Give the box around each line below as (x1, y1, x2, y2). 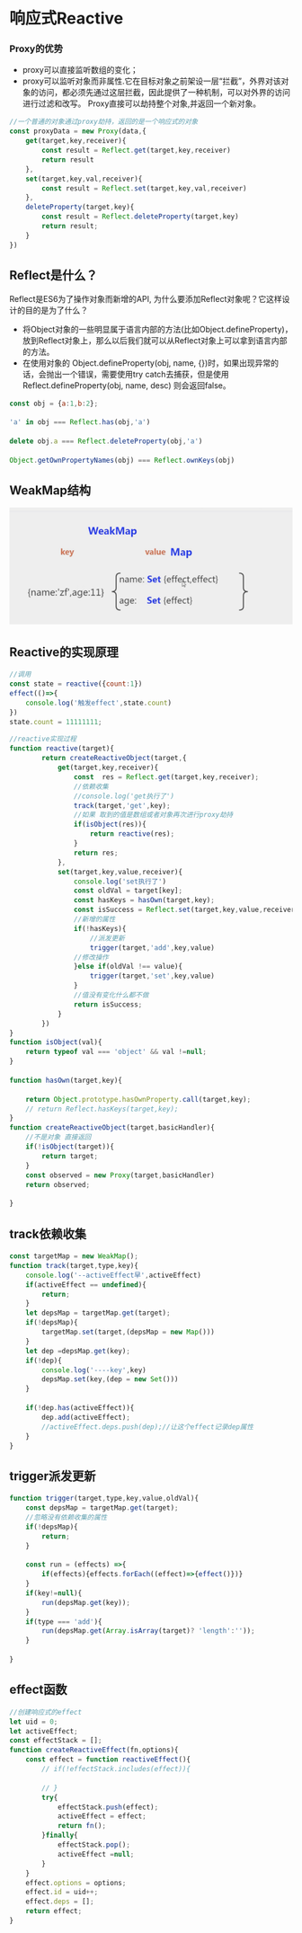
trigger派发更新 (9, 1468, 96, 1484)
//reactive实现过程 (9, 734, 77, 744)
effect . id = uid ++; (25, 1888, 99, 1897)
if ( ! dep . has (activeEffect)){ (25, 1404, 135, 1413)
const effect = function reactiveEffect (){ (25, 1755, 191, 1764)
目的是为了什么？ (24, 305, 88, 315)
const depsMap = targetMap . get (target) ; (25, 1503, 179, 1512)
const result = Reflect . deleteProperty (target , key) (41, 212, 240, 221)
